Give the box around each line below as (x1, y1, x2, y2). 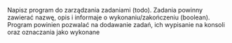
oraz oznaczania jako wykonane (7, 28, 100, 36)
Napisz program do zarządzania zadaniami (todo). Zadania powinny (7, 6, 203, 14)
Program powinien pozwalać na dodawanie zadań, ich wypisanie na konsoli (7, 21, 226, 28)
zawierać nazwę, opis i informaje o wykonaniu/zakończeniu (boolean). (7, 13, 210, 21)
